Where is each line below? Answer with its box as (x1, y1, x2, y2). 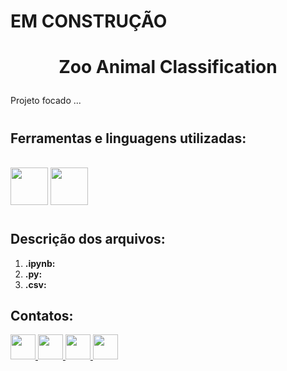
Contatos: (10, 307, 74, 324)
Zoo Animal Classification (58, 56, 278, 79)
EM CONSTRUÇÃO (10, 10, 168, 33)
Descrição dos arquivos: (10, 231, 166, 248)
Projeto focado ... (10, 95, 82, 107)
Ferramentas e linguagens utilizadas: (10, 130, 247, 147)
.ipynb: (24, 257, 56, 269)
